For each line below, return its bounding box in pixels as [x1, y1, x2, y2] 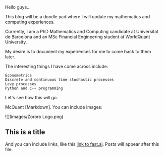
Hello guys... [5, 4, 31, 10]
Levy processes [5, 81, 37, 86]
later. [5, 54, 16, 60]
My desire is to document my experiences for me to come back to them [5, 49, 151, 54]
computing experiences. [5, 19, 55, 25]
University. [5, 39, 27, 45]
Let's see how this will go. [5, 95, 58, 100]
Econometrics [5, 73, 32, 78]
